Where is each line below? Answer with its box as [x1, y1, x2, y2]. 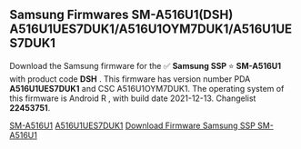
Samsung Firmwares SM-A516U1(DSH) [9, 7, 234, 23]
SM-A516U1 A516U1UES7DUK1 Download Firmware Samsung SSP [9, 120, 256, 131]
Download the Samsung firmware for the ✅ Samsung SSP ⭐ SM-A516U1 [9, 60, 282, 71]
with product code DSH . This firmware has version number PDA [9, 73, 251, 84]
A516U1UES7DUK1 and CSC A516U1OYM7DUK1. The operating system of [9, 83, 285, 94]
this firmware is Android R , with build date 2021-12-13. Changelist [9, 93, 256, 104]
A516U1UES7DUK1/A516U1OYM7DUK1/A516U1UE [9, 22, 293, 37]
